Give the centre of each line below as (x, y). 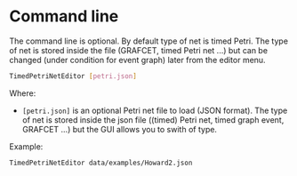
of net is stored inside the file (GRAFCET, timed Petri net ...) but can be (139, 50)
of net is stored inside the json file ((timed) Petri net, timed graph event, (153, 120)
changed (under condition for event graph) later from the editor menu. (137, 60)
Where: (23, 93)
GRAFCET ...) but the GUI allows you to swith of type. (120, 129)
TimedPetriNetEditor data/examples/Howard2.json (101, 163)
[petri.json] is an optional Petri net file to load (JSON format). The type (155, 110)
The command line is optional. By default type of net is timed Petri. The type (149, 41)
